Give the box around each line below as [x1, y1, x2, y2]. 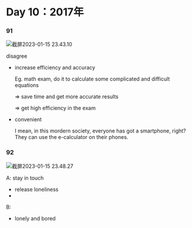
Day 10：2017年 [6, 5, 84, 19]
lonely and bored [14, 214, 56, 222]
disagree [6, 52, 28, 60]
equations [14, 82, 39, 89]
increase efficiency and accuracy [14, 64, 96, 71]
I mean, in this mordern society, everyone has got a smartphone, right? [14, 127, 186, 134]
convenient [14, 116, 42, 123]
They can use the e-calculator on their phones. [14, 134, 129, 141]
